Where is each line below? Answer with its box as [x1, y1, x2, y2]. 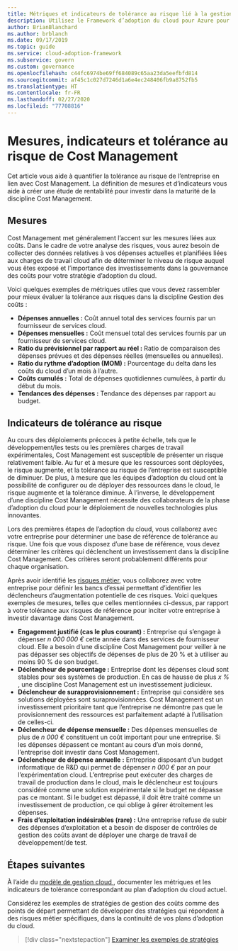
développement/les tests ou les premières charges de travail [7, 444, 184, 452]
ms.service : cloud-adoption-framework [7, 50, 122, 57]
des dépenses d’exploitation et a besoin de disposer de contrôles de [17, 823, 217, 832]
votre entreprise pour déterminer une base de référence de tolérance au [7, 532, 218, 541]
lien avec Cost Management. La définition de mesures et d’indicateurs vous [7, 179, 227, 188]
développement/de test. [17, 838, 88, 847]
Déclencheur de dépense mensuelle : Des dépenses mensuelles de [17, 726, 217, 734]
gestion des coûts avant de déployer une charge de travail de [17, 831, 197, 840]
